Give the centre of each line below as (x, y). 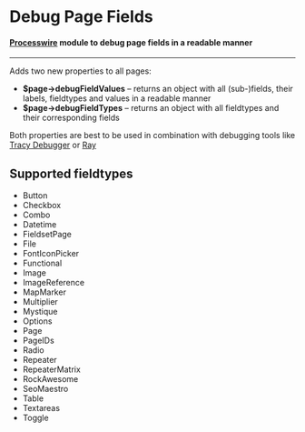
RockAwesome (50, 379)
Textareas (41, 408)
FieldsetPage (47, 235)
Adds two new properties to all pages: (80, 71)
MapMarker (44, 292)
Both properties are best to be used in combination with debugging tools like (152, 136)
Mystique (40, 312)
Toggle (35, 418)
